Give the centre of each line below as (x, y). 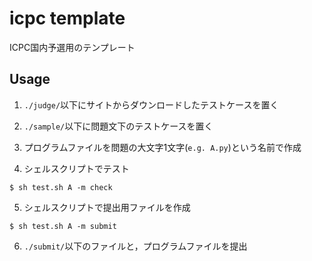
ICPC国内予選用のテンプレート (72, 47)
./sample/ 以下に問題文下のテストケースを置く (118, 126)
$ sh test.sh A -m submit (63, 226)
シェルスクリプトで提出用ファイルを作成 (107, 207)
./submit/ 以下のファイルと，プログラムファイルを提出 (135, 246)
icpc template (67, 18)
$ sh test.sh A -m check (61, 187)
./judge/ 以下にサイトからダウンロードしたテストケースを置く (151, 104)
